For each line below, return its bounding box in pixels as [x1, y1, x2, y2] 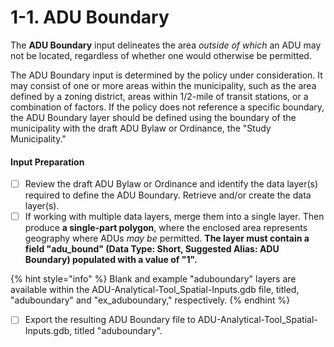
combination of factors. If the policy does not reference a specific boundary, [10, 101, 325, 113]
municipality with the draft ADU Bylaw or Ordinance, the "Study [10, 122, 272, 134]
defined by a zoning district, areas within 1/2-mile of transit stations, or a [10, 90, 309, 102]
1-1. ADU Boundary [10, 6, 170, 29]
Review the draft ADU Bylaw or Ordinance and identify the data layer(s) [24, 178, 319, 190]
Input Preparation [10, 156, 85, 168]
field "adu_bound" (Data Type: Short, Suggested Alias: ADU [24, 243, 280, 255]
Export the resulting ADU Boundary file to [24, 314, 196, 326]
